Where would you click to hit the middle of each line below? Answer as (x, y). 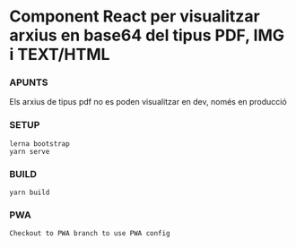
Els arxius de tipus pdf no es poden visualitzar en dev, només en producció (148, 102)
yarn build (30, 193)
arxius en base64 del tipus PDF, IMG (147, 35)
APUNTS (29, 82)
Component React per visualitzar (135, 17)
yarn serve (30, 151)
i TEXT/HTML (60, 55)
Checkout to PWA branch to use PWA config (90, 234)
